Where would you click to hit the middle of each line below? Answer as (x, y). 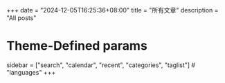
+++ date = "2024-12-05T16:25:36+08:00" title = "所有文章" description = (112, 10)
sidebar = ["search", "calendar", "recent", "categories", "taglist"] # (101, 65)
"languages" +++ (31, 72)
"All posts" (21, 18)
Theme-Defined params (77, 46)
